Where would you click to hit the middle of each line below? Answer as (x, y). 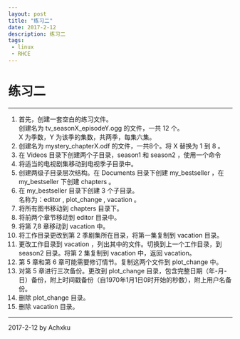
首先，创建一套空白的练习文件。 (65, 119)
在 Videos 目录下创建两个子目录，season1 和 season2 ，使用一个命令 (120, 155)
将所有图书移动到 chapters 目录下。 (71, 208)
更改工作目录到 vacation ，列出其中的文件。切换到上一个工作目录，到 (120, 244)
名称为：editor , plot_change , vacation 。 (79, 199)
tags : (16, 41)
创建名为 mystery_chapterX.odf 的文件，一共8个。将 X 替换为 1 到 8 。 (121, 146)
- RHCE (21, 54)
